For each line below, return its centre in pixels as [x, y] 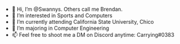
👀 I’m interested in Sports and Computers [62, 15]
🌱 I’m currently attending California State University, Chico [83, 22]
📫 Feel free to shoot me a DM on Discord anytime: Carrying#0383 [93, 35]
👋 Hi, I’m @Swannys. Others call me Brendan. [67, 9]
